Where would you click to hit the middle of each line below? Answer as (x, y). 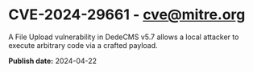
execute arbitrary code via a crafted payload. (83, 45)
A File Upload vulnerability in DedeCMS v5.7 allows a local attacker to (124, 37)
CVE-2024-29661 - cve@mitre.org (127, 15)
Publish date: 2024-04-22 (53, 61)
